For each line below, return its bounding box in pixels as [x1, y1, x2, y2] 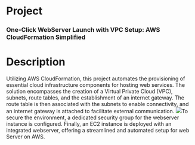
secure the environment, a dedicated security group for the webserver [6, 114, 179, 121]
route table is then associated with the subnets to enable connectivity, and [6, 101, 189, 108]
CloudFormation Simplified [6, 33, 86, 41]
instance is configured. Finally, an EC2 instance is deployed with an [6, 120, 172, 128]
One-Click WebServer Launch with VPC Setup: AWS [6, 26, 160, 34]
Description [6, 55, 66, 69]
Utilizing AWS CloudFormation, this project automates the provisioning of [6, 75, 185, 82]
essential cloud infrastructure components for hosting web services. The [6, 81, 185, 89]
